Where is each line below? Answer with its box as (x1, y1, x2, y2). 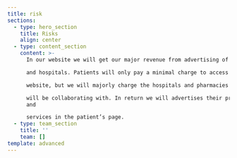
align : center (20, 37, 61, 44)
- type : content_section (13, 43, 87, 50)
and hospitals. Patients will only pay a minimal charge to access (25, 68, 229, 76)
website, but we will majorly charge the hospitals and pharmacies (25, 82, 229, 89)
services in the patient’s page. (25, 114, 125, 121)
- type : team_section (13, 121, 78, 128)
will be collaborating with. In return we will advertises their (25, 95, 222, 102)
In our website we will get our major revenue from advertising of (25, 56, 229, 63)
